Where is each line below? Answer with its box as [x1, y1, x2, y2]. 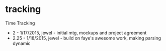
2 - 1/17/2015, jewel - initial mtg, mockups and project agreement [12, 29, 147, 35]
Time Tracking [5, 20, 35, 26]
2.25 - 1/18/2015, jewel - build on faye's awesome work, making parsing [12, 35, 161, 41]
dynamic [12, 40, 31, 46]
